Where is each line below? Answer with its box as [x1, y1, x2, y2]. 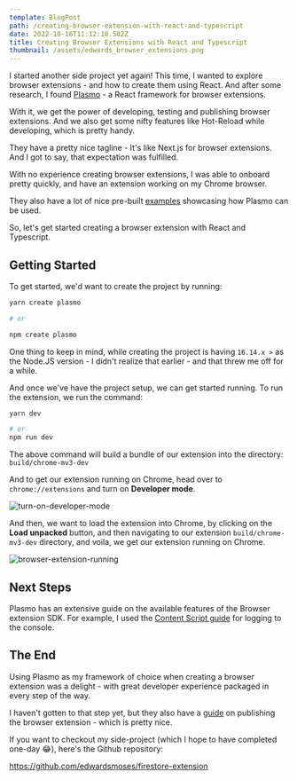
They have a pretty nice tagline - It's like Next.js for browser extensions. [9, 143, 272, 154]
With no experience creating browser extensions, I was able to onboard [9, 169, 270, 180]
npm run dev [9, 433, 53, 442]
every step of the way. [9, 689, 91, 701]
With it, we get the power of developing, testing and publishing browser [9, 106, 270, 117]
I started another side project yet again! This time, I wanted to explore [9, 70, 263, 81]
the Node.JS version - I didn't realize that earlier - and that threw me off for [9, 356, 284, 366]
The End [9, 648, 56, 663]
